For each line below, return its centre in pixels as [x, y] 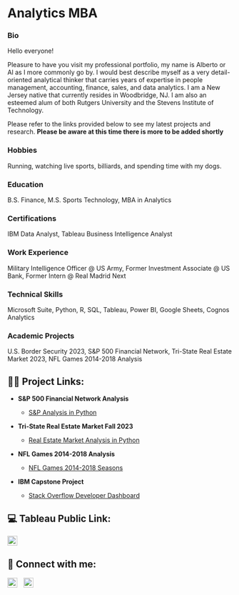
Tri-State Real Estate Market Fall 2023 [75, 426]
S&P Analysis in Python [62, 413]
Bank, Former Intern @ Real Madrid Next [67, 276]
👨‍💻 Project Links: [46, 381]
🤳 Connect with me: [52, 565]
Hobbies [22, 150]
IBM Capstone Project [51, 482]
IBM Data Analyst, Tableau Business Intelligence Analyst [90, 234]
